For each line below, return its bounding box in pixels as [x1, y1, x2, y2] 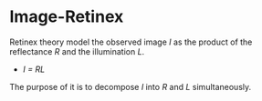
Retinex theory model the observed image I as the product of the [9, 36, 253, 47]
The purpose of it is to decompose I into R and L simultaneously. [9, 81, 252, 92]
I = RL [22, 64, 46, 75]
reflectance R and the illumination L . [9, 45, 145, 56]
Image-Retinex [9, 6, 124, 27]
